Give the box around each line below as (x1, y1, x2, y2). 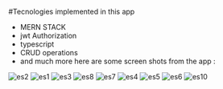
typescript (19, 39, 55, 49)
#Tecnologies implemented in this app (8, 7, 135, 16)
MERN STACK (19, 22, 66, 31)
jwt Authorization (19, 31, 77, 40)
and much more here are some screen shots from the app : (19, 56, 216, 66)
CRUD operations (19, 48, 78, 57)
